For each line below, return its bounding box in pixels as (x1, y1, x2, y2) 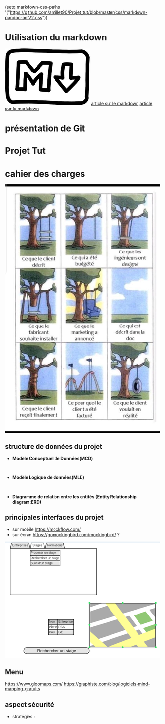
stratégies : (12, 713, 35, 719)
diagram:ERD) (12, 499, 42, 505)
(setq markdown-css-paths (5, 4, 60, 10)
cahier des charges (5, 168, 85, 179)
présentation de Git (5, 123, 85, 134)
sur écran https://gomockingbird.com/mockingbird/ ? (12, 532, 120, 538)
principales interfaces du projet (5, 513, 104, 522)
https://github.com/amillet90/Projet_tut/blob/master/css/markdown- (9, 9, 148, 15)
